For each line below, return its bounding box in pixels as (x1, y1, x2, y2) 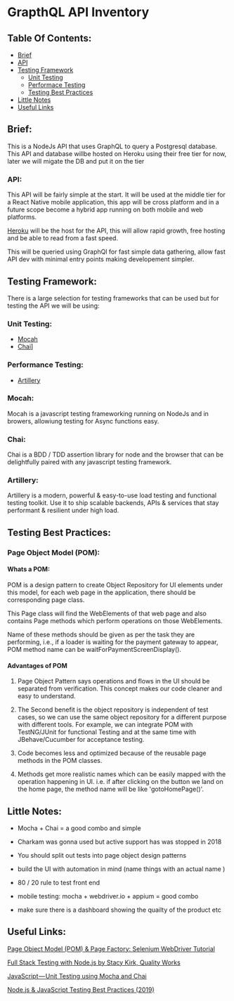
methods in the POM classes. (17, 757, 103, 765)
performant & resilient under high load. (7, 506, 119, 515)
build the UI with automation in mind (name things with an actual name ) (17, 865, 226, 873)
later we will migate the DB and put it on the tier (7, 157, 145, 165)
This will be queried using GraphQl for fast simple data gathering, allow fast (7, 247, 226, 256)
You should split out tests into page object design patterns (17, 851, 187, 859)
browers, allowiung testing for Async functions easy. (7, 417, 160, 425)
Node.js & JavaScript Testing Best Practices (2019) (7, 985, 155, 994)
